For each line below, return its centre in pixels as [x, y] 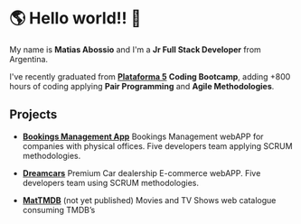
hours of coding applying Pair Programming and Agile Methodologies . [142, 86]
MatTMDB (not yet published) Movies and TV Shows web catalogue [149, 200]
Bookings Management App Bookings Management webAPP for [143, 136]
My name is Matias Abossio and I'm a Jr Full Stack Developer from [136, 49]
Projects [33, 115]
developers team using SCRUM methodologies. [111, 182]
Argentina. [28, 59]
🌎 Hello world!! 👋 [75, 19]
